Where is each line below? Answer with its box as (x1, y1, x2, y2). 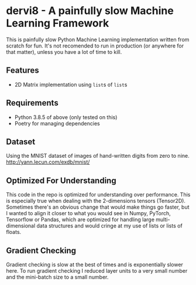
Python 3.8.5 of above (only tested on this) (14, 113, 118, 121)
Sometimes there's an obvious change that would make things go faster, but (6, 203, 190, 211)
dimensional (6, 222, 36, 229)
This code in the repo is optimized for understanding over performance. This (6, 191, 191, 198)
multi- (156, 216, 170, 223)
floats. (6, 229, 22, 236)
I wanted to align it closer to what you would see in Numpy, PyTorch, (6, 210, 171, 217)
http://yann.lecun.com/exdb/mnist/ (6, 158, 90, 165)
